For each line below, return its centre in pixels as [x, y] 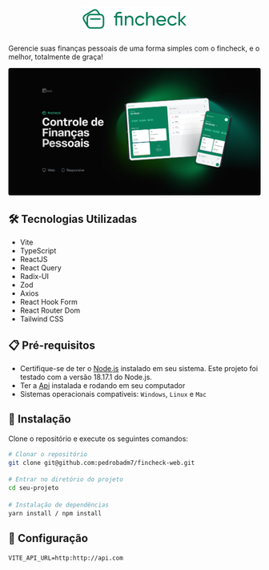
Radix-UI [34, 277]
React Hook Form [48, 302]
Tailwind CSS [42, 319]
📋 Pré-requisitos [52, 345]
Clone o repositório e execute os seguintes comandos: [98, 439]
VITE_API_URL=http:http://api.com [66, 558]
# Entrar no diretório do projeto [66, 479]
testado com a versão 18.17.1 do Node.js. [86, 377]
